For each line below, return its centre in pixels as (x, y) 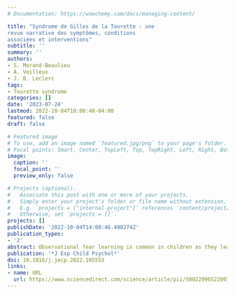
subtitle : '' (26, 46)
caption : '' (31, 163)
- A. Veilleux (28, 72)
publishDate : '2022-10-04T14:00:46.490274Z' (73, 227)
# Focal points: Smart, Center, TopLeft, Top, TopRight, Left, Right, (112, 150)
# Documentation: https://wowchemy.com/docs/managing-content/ (101, 14)
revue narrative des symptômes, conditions (72, 33)
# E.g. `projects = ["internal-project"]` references (90, 208)
